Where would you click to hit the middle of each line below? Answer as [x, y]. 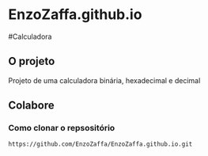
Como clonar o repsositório [62, 128]
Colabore [31, 106]
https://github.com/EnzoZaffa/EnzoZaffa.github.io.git [100, 144]
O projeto [32, 61]
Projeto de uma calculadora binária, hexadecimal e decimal [104, 80]
